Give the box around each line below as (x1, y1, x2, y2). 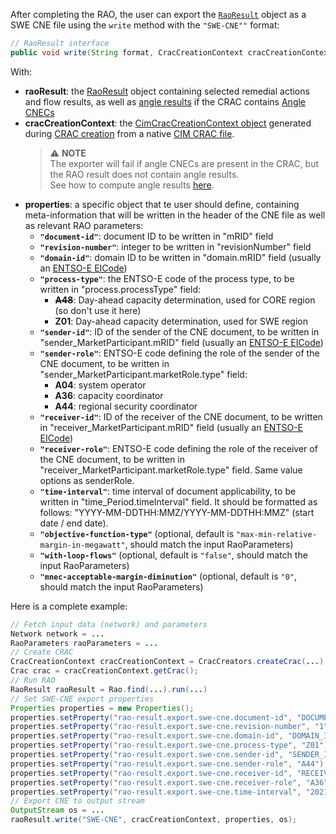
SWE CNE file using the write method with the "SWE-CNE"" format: (10, 19, 280, 31)
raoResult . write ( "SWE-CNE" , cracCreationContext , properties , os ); (10, 815, 298, 825)
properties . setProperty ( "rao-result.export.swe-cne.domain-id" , (10, 731, 284, 741)
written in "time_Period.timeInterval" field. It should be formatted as (39, 495, 318, 508)
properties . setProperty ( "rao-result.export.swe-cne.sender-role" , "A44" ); (10, 759, 329, 769)
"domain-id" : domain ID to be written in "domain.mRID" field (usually (39, 251, 322, 263)
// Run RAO (10, 675, 56, 685)
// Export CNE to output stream (10, 796, 145, 806)
